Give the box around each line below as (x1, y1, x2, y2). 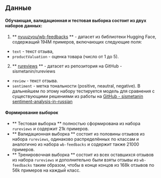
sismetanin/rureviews (12, 68, 56, 74)
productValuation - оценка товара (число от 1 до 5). (12, 53, 119, 59)
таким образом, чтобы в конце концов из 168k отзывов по (33, 162, 155, 168)
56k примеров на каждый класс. (12, 167, 80, 173)
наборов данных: (5, 22, 42, 28)
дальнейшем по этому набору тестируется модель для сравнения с (12, 88, 155, 94)
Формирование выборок (5, 110, 59, 115)
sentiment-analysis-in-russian (12, 98, 73, 104)
